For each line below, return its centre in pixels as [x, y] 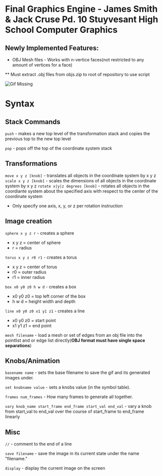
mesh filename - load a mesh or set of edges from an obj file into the [74, 335]
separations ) [18, 345]
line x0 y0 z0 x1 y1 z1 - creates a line [45, 311]
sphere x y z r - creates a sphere [40, 233]
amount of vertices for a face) [42, 65]
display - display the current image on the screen [55, 468]
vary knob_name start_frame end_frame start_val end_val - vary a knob [78, 406]
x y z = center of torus [35, 267]
